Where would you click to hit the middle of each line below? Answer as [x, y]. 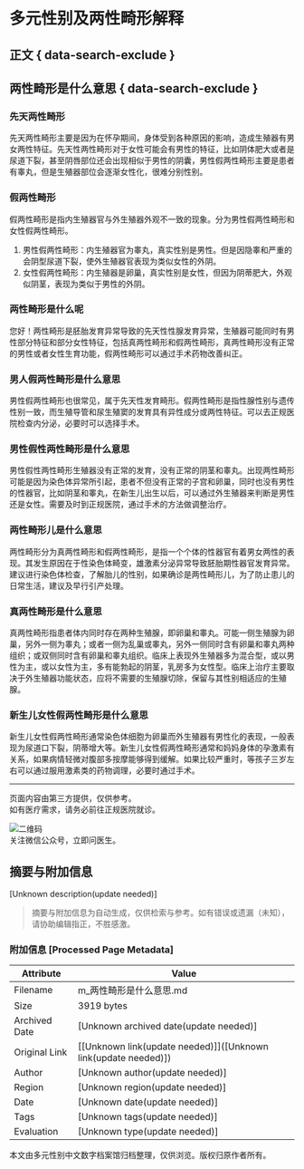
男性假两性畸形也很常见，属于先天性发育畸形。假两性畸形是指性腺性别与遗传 [152, 401]
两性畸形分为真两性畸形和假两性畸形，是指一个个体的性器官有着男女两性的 [148, 551]
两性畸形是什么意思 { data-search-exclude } [134, 88]
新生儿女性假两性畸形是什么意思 [79, 715]
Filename [33, 990]
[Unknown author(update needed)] [153, 1073]
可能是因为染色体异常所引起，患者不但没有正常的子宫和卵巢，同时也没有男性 [152, 482]
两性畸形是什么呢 [47, 309]
